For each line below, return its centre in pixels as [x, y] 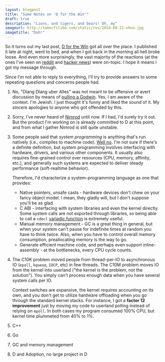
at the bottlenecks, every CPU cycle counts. [88, 250]
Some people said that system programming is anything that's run [79, 137]
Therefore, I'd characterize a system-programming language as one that [85, 178]
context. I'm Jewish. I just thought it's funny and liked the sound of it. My [86, 102]
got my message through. [31, 67]
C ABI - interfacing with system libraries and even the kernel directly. [89, 208]
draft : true [17, 19]
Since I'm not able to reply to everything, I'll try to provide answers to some [81, 77]
